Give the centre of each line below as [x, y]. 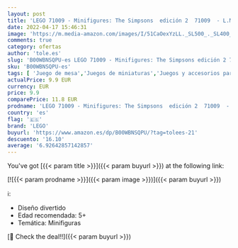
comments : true [30, 40]
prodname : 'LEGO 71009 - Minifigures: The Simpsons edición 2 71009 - [119, 106]
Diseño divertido [41, 208]
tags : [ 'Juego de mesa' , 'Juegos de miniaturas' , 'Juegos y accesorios [114, 73]
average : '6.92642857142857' [50, 146]
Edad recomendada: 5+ [52, 215]
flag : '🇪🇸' [25, 119]
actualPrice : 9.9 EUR [39, 80]
